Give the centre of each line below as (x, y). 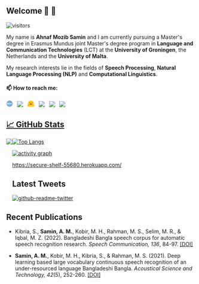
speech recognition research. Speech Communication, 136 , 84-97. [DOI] (104, 244)
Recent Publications (44, 217)
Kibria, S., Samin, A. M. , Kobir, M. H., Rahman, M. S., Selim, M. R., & (98, 231)
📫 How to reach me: (32, 88)
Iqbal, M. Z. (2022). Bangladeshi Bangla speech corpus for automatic (100, 238)
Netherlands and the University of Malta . (57, 56)
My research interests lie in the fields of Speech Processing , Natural (91, 68)
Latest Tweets (39, 184)
